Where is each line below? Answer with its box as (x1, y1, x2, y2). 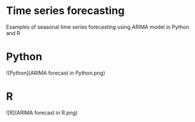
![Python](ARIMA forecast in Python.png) (6, 69, 106, 76)
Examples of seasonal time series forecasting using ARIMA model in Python (6, 23, 190, 30)
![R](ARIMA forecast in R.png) (6, 109, 78, 116)
